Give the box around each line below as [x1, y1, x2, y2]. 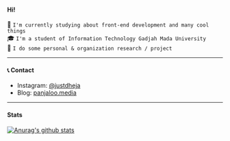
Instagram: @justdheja [16, 82, 81, 90]
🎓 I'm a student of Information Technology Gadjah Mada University [7, 34, 207, 42]
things [7, 28, 26, 35]
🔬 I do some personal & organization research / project [7, 44, 172, 52]
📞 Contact [7, 65, 34, 74]
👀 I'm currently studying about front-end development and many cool [7, 20, 209, 29]
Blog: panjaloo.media [16, 89, 77, 97]
